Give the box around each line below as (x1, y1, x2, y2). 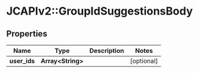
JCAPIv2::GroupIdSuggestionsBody (6, 4, 194, 18)
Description (89, 47, 125, 55)
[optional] (130, 57, 159, 65)
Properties (6, 29, 48, 39)
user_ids (9, 57, 35, 65)
